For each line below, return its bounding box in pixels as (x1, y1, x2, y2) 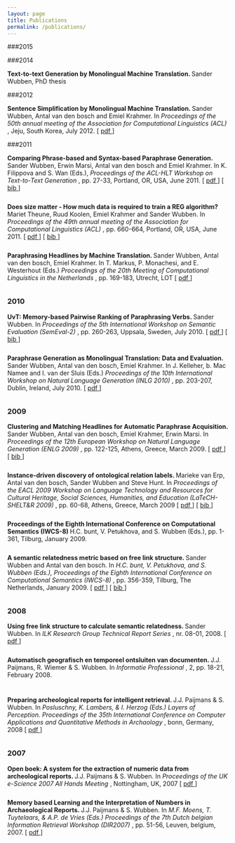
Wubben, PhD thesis (7, 77, 67, 86)
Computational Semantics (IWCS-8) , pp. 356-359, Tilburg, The (7, 576, 192, 584)
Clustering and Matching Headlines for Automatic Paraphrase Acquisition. (7, 422, 229, 430)
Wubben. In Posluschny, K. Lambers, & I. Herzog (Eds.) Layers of (7, 703, 196, 712)
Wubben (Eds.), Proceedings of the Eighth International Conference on (7, 568, 213, 576)
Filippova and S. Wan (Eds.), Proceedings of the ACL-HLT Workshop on (7, 169, 213, 178)
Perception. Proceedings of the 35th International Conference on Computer (7, 710, 226, 719)
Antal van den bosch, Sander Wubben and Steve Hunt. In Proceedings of (7, 478, 218, 486)
